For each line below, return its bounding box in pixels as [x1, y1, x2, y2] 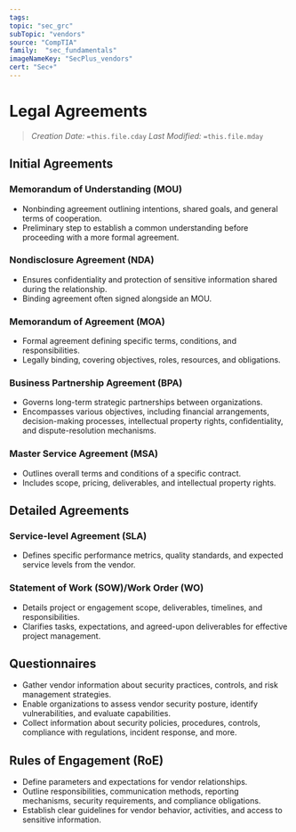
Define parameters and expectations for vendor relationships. [21, 777, 248, 787]
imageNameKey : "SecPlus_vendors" [9, 54, 133, 63]
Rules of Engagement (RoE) [9, 753, 164, 768]
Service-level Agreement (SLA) [9, 530, 148, 542]
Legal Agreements [9, 102, 148, 121]
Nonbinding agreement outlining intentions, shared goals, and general [21, 203, 278, 214]
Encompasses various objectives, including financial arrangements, [21, 406, 269, 417]
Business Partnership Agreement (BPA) [9, 377, 183, 389]
